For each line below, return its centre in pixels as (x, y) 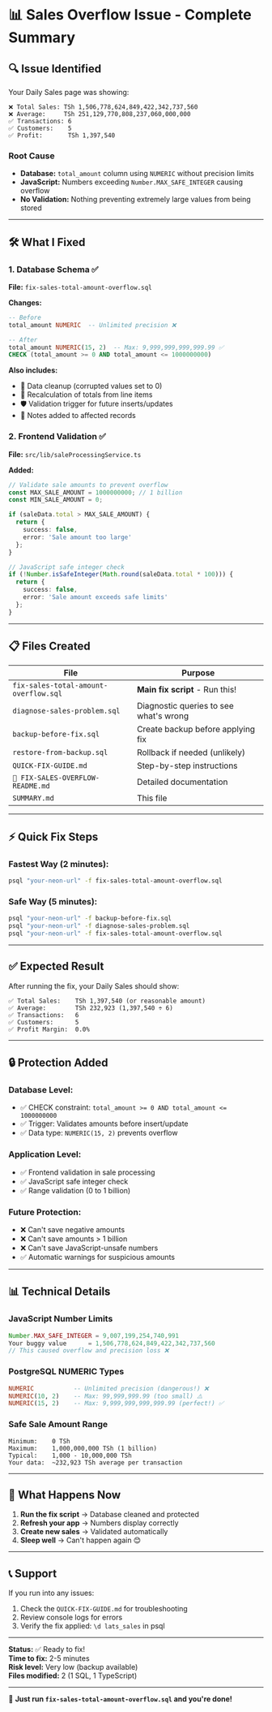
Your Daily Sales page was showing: (69, 92)
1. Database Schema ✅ (53, 270)
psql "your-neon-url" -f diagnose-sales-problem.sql (99, 926)
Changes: (25, 302)
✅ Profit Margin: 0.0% (49, 1029)
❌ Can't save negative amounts (72, 1230)
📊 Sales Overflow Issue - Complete (130, 15)
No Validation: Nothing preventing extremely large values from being (135, 200)
